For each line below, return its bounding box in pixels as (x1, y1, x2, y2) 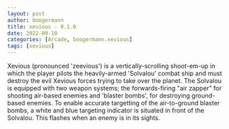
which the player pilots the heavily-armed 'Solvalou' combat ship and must (7, 69, 222, 77)
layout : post (7, 10, 45, 17)
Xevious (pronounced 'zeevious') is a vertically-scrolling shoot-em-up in (7, 62, 216, 70)
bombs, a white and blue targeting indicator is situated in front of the (7, 106, 205, 114)
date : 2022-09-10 (7, 29, 58, 37)
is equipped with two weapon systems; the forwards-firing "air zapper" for (7, 84, 222, 92)
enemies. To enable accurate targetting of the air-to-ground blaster (27, 99, 220, 107)
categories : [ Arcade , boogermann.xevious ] (7, 36, 133, 43)
